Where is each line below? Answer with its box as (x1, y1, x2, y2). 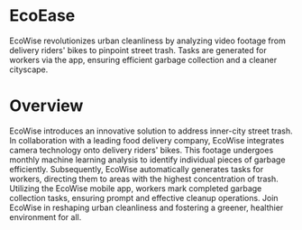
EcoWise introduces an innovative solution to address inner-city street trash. (9, 125, 293, 136)
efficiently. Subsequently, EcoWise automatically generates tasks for (9, 163, 264, 174)
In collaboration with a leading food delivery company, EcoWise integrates (9, 134, 285, 145)
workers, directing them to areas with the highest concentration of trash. (9, 173, 279, 184)
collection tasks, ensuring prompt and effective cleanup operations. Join (9, 192, 279, 203)
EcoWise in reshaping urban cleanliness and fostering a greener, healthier (9, 202, 284, 213)
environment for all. (9, 211, 82, 222)
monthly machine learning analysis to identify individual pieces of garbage (9, 154, 286, 165)
